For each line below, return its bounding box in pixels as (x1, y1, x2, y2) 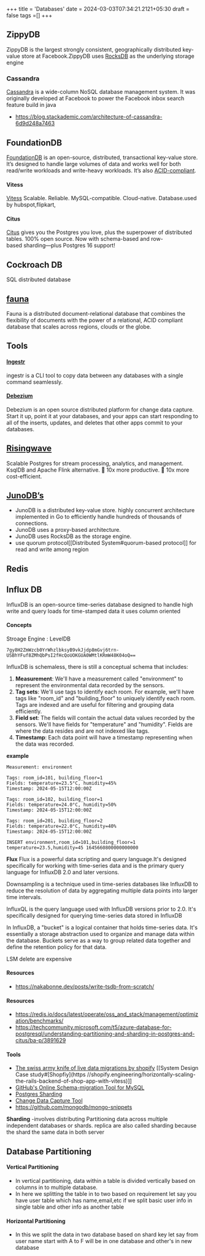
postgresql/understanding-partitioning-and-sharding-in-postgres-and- (15, 1030, 195, 1037)
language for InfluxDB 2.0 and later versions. (6, 868, 120, 876)
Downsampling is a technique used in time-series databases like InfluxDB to (6, 880, 198, 887)
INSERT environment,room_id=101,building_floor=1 (6, 839, 136, 845)
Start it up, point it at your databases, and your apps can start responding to (6, 412, 198, 419)
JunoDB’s (6, 490, 44, 501)
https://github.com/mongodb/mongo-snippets (15, 1104, 133, 1111)
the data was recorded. (15, 740, 75, 747)
